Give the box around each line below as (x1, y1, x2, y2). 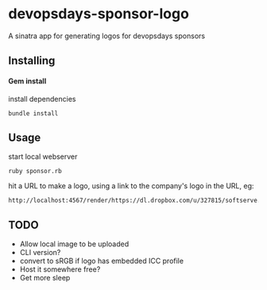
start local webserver (8, 152, 78, 161)
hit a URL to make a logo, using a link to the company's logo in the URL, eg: (8, 181, 254, 191)
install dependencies (8, 94, 76, 103)
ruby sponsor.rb (8, 168, 62, 176)
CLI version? (19, 248, 61, 257)
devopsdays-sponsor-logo (8, 5, 189, 23)
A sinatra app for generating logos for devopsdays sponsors (8, 31, 205, 41)
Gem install (8, 76, 47, 86)
